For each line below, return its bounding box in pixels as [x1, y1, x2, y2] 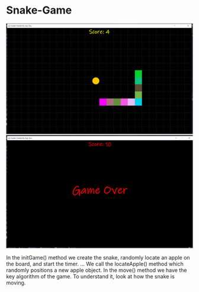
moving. [6, 279, 26, 286]
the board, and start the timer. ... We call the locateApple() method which [6, 260, 184, 267]
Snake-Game [6, 4, 72, 17]
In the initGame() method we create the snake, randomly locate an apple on [6, 254, 191, 261]
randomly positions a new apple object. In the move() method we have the [6, 267, 187, 274]
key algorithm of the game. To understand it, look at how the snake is [6, 272, 175, 280]
